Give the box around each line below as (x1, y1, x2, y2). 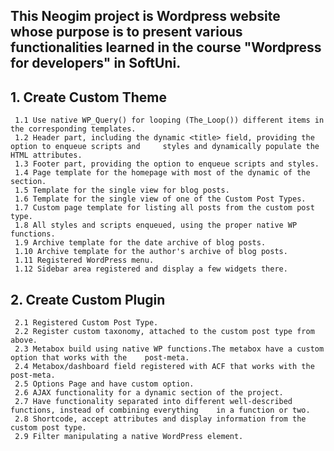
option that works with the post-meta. (10, 353, 190, 363)
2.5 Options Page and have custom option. (14, 379, 195, 389)
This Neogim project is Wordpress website (10, 8, 281, 25)
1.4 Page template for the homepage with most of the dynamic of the (14, 168, 311, 178)
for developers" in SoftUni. (10, 55, 182, 72)
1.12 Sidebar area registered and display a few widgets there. (14, 264, 288, 274)
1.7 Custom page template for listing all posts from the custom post (14, 203, 315, 213)
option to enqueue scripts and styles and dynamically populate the (10, 142, 320, 152)
